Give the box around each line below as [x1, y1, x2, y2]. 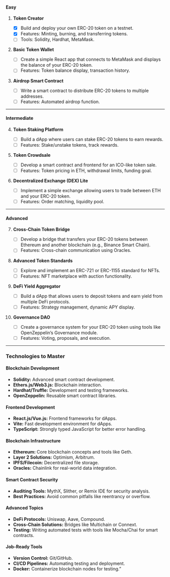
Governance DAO [13, 314, 50, 320]
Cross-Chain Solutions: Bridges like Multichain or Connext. [13, 521, 138, 527]
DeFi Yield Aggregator [13, 283, 61, 289]
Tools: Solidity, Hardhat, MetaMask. [20, 36, 95, 42]
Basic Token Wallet [13, 47, 54, 53]
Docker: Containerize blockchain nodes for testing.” [13, 566, 122, 572]
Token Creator [13, 15, 44, 21]
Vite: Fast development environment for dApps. [13, 421, 112, 427]
